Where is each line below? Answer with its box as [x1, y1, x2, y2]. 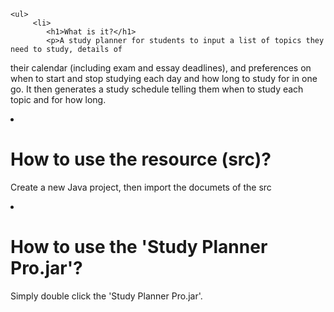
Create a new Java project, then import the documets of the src [10, 181, 272, 193]
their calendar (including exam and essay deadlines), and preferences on [10, 62, 312, 74]
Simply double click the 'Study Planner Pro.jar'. [10, 290, 203, 302]
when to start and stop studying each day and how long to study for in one [10, 73, 318, 84]
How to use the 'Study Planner [10, 236, 268, 259]
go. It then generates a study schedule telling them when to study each [10, 83, 304, 95]
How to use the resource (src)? [10, 148, 272, 171]
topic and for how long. [10, 94, 107, 105]
